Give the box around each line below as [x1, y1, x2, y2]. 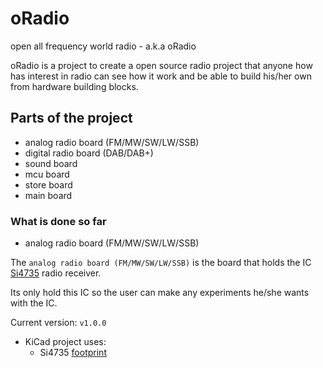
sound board [24, 157, 78, 169]
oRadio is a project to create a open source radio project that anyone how [10, 59, 313, 71]
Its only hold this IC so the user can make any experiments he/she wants [10, 287, 310, 299]
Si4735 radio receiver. [10, 267, 102, 279]
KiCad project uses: [24, 336, 107, 348]
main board [24, 189, 73, 201]
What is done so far [10, 214, 107, 228]
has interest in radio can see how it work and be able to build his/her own [10, 70, 312, 82]
